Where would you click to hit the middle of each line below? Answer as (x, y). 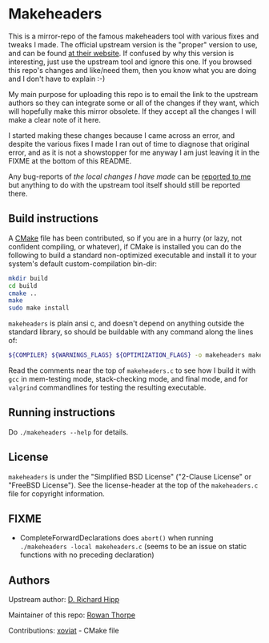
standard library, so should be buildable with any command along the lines (131, 332)
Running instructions (62, 412)
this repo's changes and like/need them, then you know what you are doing (132, 70)
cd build (23, 285)
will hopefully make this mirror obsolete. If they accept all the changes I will (132, 111)
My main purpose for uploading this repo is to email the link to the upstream (133, 94)
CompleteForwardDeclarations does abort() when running (116, 538)
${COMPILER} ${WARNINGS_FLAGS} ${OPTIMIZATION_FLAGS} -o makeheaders (127, 355)
